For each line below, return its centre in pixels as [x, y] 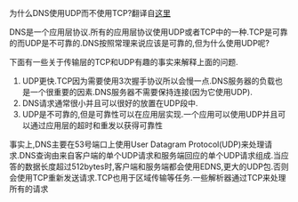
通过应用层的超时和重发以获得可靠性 [96, 125]
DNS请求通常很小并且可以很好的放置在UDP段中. [110, 103]
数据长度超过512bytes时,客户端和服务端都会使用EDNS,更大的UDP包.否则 [157, 166]
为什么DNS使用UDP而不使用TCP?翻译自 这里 [90, 13]
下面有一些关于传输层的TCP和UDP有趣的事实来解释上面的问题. [124, 62]
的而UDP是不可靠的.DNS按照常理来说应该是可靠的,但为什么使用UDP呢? [139, 43]
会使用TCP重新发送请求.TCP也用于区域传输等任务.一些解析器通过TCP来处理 [148, 178]
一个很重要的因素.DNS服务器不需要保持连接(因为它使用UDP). [141, 92]
